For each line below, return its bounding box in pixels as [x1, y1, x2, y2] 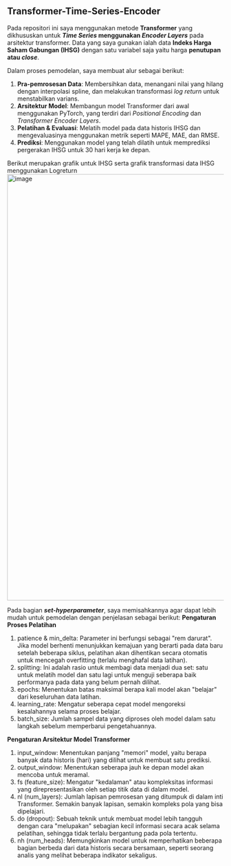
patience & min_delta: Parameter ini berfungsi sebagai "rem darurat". [16, 634, 212, 642]
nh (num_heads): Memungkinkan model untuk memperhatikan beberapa [16, 836, 222, 845]
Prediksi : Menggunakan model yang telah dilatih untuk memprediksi [16, 138, 210, 147]
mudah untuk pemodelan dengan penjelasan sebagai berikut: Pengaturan [7, 613, 217, 621]
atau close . [7, 53, 40, 61]
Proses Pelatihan [7, 620, 57, 629]
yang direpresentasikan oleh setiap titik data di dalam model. [16, 785, 190, 793]
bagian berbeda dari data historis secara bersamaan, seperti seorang [16, 843, 214, 852]
